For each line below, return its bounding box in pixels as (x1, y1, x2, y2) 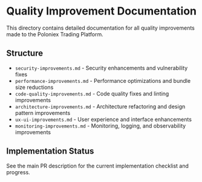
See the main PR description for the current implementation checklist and (6, 162, 189, 169)
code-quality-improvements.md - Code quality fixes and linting (15, 89, 169, 97)
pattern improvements (15, 109, 71, 116)
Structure (6, 48, 44, 59)
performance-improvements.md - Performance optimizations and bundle (15, 77, 191, 84)
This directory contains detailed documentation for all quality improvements (6, 24, 195, 31)
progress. (6, 168, 30, 176)
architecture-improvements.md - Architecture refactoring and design (15, 103, 186, 110)
